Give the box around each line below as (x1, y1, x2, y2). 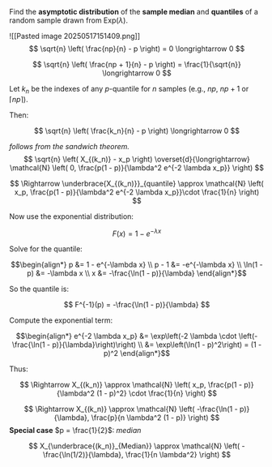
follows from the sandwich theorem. (9, 141, 130, 151)
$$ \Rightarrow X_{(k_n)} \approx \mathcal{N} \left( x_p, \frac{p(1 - (19, 380, 242, 390)
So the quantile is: (9, 284, 70, 294)
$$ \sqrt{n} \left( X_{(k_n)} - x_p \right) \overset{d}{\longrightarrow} (23, 154, 250, 164)
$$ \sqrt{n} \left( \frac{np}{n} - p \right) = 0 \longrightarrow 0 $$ (28, 44, 245, 54)
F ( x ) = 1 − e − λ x (112, 227, 162, 238)
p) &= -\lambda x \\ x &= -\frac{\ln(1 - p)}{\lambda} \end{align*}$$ (27, 268, 247, 278)
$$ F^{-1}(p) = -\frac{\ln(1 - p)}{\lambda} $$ (63, 300, 210, 310)
